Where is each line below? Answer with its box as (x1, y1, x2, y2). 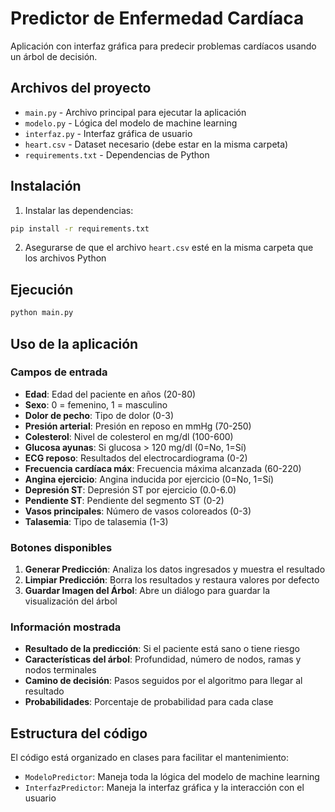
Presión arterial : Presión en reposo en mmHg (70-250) (24, 420, 252, 432)
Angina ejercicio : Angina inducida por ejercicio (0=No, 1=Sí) (24, 473, 275, 485)
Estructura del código (10, 725, 148, 742)
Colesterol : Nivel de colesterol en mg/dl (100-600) (24, 430, 234, 442)
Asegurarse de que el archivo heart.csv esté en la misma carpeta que (24, 242, 314, 254)
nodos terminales (24, 664, 97, 676)
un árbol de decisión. (10, 50, 98, 62)
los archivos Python (24, 252, 107, 264)
